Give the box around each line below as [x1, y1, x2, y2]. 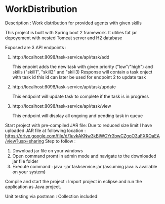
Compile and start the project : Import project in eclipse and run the [5, 178, 142, 184]
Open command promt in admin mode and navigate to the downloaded [12, 153, 157, 159]
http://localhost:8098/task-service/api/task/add [12, 54, 110, 60]
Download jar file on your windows [12, 147, 83, 153]
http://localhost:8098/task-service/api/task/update [12, 83, 116, 90]
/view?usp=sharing [5, 138, 44, 144]
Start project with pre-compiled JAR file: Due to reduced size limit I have [5, 122, 152, 128]
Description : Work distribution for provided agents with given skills [5, 20, 142, 26]
